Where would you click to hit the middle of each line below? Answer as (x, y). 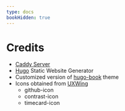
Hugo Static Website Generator (54, 71)
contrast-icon (41, 96)
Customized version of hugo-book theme (67, 77)
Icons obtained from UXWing (52, 84)
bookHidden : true (28, 18)
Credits (25, 48)
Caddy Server (33, 64)
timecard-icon (42, 103)
